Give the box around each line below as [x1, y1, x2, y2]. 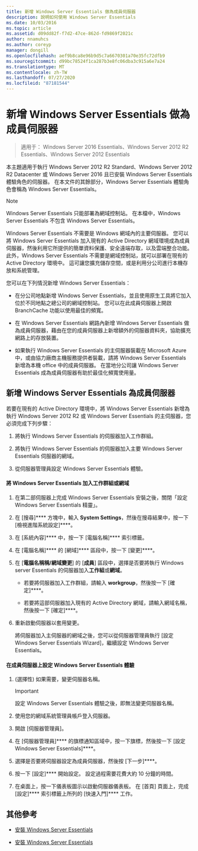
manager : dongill [6, 47, 49, 53]
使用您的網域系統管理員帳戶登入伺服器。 [14, 712, 113, 719]
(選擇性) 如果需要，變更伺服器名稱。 [14, 675, 103, 683]
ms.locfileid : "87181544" [6, 81, 70, 87]
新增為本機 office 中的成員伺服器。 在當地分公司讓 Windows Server [14, 361, 178, 368]
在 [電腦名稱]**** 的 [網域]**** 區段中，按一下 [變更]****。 [14, 546, 158, 553]
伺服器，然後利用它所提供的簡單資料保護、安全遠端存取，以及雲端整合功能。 [6, 244, 193, 251]
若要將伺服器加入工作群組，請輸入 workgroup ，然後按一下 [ [23, 579, 170, 586]
